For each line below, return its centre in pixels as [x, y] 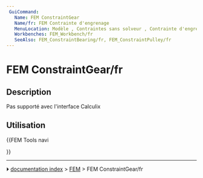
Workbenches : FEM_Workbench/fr [54, 34]
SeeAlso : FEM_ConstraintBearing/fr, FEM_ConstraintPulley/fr [93, 40]
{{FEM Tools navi [27, 140]
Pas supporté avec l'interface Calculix [53, 106]
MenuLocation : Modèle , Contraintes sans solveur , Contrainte [95, 29]
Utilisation [26, 125]
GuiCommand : [24, 12]
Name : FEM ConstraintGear [47, 17]
